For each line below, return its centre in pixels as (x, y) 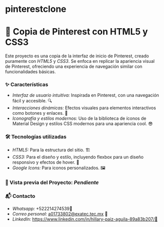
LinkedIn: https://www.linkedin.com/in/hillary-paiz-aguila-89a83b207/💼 (85, 219)
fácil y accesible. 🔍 (32, 101)
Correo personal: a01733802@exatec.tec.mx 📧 (60, 214)
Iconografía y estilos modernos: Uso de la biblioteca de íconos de (79, 118)
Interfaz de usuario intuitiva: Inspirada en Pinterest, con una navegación (86, 95)
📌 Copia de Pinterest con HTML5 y (77, 32)
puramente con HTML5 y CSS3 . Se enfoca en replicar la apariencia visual (80, 61)
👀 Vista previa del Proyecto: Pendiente (52, 182)
